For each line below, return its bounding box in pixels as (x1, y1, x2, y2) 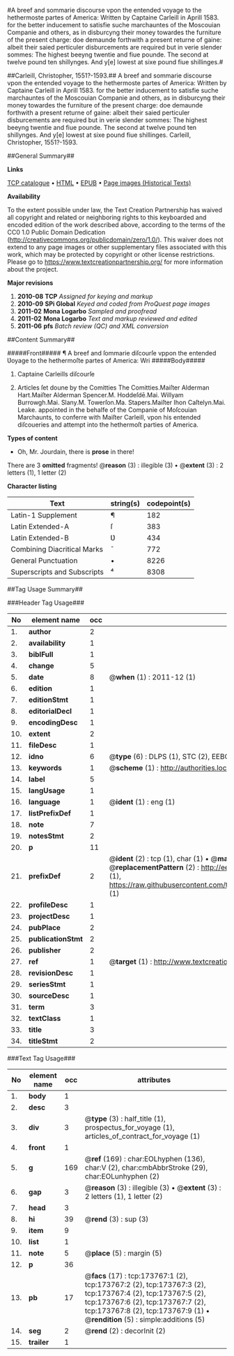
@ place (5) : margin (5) (84, 1248, 162, 1258)
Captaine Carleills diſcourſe (17, 370, 95, 378)
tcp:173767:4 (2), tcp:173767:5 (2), (84, 1288, 206, 1298)
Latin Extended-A (10, 522, 70, 531)
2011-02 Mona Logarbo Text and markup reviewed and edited (17, 314, 198, 323)
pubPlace (29, 923, 61, 932)
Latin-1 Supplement (10, 510, 78, 519)
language (29, 797, 61, 806)
